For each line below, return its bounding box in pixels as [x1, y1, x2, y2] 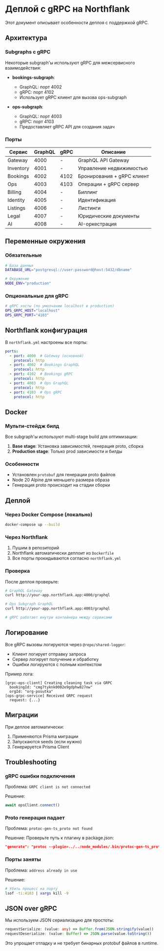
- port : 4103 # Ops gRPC [9, 390, 62, 395]
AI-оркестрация [78, 220, 117, 227]
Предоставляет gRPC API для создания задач [19, 123, 115, 129]
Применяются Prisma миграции [12, 733, 79, 739]
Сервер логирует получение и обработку [12, 656, 99, 662]
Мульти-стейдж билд [5, 422, 60, 429]
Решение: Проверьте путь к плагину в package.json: [5, 835, 114, 841]
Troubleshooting [5, 758, 57, 766]
